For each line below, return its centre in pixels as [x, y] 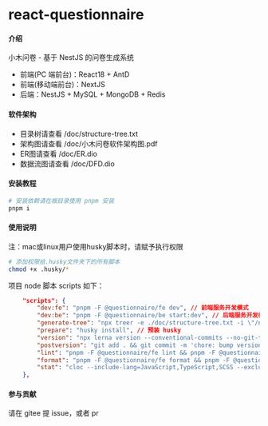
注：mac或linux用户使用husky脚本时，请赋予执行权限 [96, 246]
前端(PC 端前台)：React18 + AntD [75, 74]
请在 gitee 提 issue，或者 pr [53, 413]
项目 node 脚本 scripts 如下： [56, 285]
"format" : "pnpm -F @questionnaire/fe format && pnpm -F [133, 360]
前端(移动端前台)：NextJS [62, 85]
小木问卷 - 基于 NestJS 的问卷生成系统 [71, 58]
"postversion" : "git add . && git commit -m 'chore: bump [135, 345]
